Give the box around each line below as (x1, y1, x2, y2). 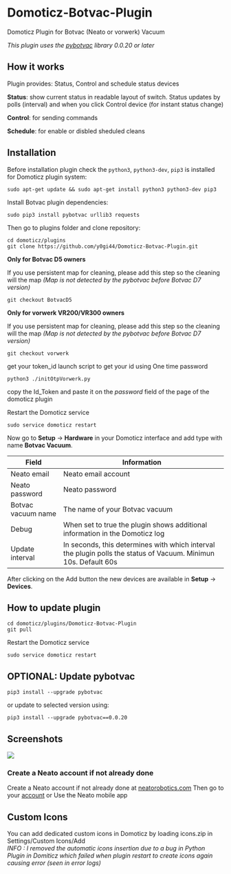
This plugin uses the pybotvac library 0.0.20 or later (7, 41, 155, 49)
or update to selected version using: (7, 701, 109, 709)
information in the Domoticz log (63, 528, 165, 538)
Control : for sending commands (7, 113, 98, 122)
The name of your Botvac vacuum (63, 504, 173, 514)
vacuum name (10, 509, 57, 518)
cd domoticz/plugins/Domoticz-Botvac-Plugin (7, 620, 137, 628)
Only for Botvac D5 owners (7, 255, 86, 263)
